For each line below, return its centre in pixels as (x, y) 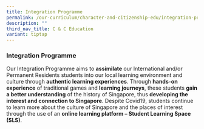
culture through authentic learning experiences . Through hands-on (92, 82)
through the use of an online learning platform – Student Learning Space (99, 114)
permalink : (20, 18)
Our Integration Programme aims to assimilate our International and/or (95, 69)
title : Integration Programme (45, 12)
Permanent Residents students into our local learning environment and (94, 75)
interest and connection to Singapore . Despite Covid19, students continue (100, 101)
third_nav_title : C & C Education (50, 29)
